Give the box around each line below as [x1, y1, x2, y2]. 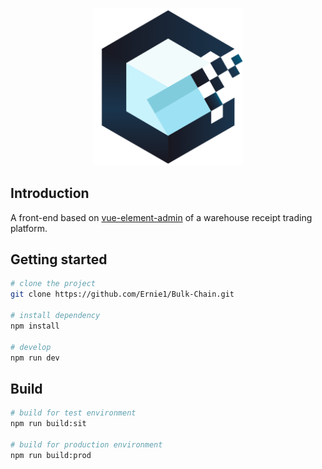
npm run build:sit [10, 419, 87, 429]
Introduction [10, 185, 90, 202]
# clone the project [10, 279, 97, 289]
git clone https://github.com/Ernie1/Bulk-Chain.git [10, 289, 235, 300]
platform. [10, 222, 48, 234]
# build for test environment [10, 408, 137, 418]
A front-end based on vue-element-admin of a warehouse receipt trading [10, 211, 313, 223]
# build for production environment [10, 439, 163, 450]
